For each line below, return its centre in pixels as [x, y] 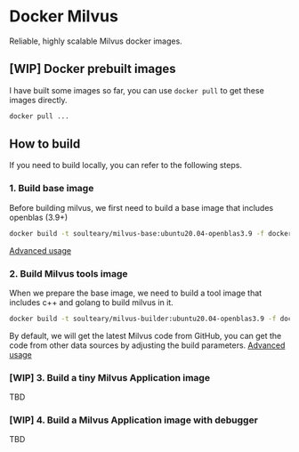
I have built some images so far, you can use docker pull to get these [137, 90]
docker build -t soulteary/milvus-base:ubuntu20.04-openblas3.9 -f [137, 233]
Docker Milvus [64, 16]
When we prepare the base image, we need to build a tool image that [136, 293]
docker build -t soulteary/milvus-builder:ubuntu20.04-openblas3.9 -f [143, 319]
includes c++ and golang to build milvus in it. [91, 302]
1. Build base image [52, 189]
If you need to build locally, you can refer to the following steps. [126, 165]
